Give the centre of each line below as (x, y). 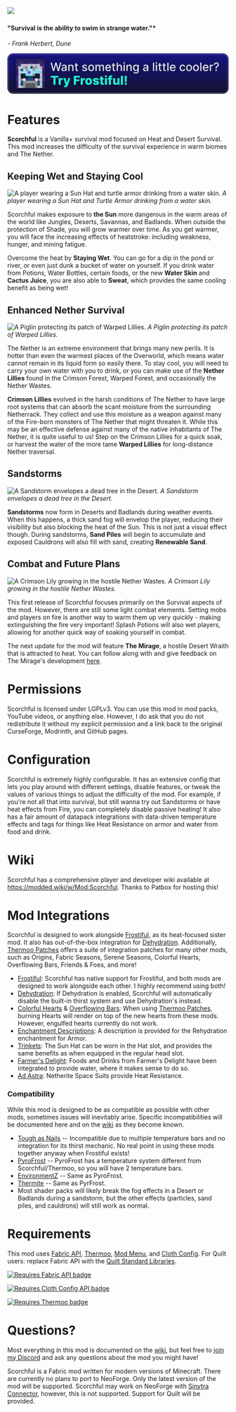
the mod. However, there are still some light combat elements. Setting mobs (117, 609)
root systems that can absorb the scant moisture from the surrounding (109, 407)
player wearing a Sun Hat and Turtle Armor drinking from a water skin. (110, 201)
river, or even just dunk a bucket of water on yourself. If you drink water (111, 266)
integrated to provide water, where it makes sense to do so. (103, 1068)
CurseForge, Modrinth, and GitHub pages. (68, 731)
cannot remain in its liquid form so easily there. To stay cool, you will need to (118, 364)
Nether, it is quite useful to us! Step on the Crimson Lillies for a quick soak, (115, 437)
